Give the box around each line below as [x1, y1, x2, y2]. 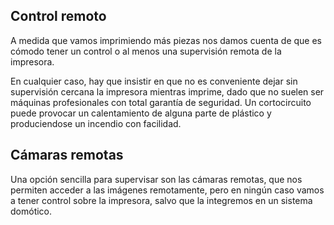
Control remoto [10, 8, 107, 25]
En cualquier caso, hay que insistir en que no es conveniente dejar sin [10, 75, 298, 87]
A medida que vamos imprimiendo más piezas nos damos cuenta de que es [10, 34, 323, 46]
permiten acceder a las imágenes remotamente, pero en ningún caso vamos [10, 184, 325, 196]
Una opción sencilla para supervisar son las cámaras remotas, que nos [10, 173, 303, 185]
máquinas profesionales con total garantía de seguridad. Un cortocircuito [10, 96, 312, 108]
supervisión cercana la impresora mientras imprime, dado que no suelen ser [10, 85, 325, 98]
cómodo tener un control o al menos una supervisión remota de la [10, 45, 282, 57]
